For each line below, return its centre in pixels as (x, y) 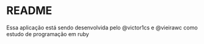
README (29, 11)
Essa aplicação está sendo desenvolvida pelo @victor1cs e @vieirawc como (102, 28)
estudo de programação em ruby (48, 34)
